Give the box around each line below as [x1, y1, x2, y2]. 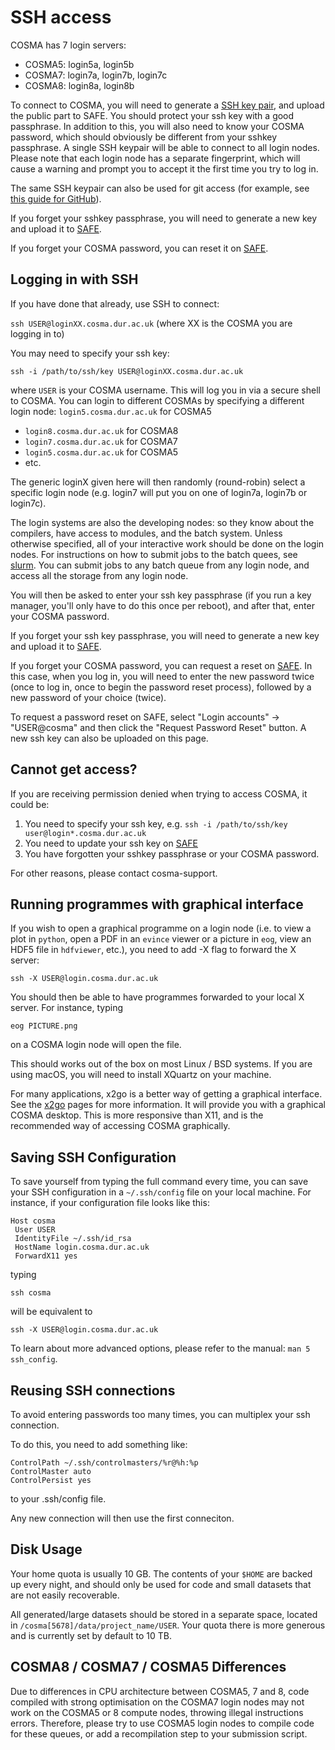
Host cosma [10, 1216, 56, 1226]
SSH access [10, 6, 112, 29]
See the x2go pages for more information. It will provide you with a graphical [10, 1099, 326, 1111]
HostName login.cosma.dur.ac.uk [14, 1242, 150, 1253]
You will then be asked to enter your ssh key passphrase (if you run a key [10, 589, 312, 601]
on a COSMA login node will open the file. [10, 1039, 182, 1051]
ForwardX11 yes [14, 1251, 78, 1261]
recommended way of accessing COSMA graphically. [10, 1120, 231, 1132]
